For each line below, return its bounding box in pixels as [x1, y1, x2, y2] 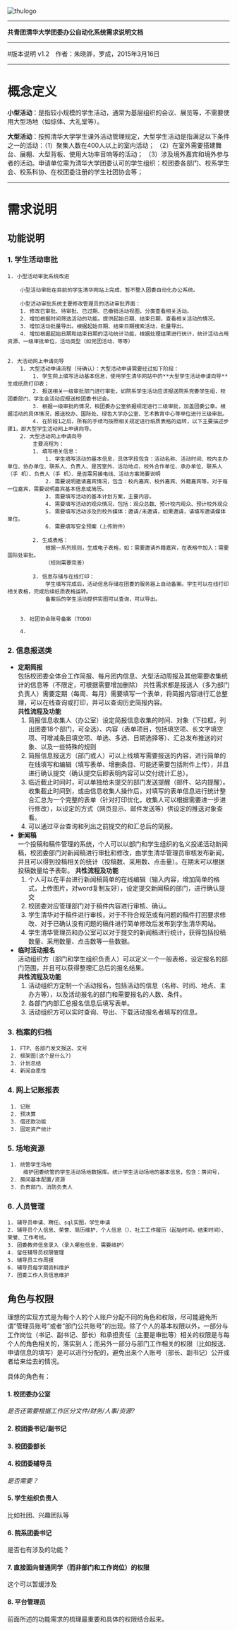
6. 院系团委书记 [7, 1528, 52, 1537]
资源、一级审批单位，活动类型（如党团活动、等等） [7, 337, 134, 345]
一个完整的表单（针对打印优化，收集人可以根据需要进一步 [52, 796, 220, 804]
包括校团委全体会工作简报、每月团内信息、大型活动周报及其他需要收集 [17, 672, 222, 681]
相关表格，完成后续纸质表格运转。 [7, 588, 92, 595]
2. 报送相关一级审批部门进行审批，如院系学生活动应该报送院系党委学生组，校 [32, 388, 226, 395]
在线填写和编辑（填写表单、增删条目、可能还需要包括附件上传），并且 [28, 761, 229, 769]
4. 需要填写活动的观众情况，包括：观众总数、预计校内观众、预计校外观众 [44, 500, 228, 507]
